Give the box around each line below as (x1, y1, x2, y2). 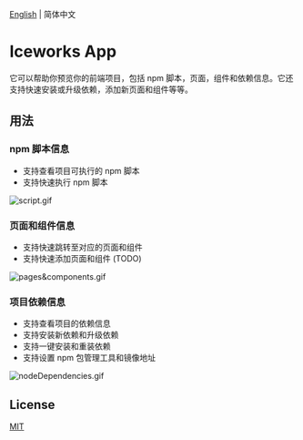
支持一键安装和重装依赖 (22, 341, 111, 352)
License (9, 396, 56, 413)
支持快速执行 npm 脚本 (22, 177, 108, 188)
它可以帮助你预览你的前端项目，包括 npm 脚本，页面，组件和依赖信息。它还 (9, 72, 294, 83)
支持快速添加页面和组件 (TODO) (22, 252, 143, 263)
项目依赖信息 (9, 295, 66, 308)
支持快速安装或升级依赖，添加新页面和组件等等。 (9, 84, 193, 95)
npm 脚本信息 (9, 143, 70, 156)
